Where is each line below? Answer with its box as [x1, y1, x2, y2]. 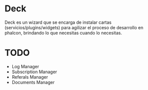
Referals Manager [11, 74, 48, 80]
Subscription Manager [11, 69, 57, 75]
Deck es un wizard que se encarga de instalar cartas [4, 19, 112, 25]
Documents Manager [11, 79, 55, 85]
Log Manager [11, 63, 39, 69]
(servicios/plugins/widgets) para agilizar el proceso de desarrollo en [4, 24, 144, 30]
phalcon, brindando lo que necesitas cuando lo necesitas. [4, 30, 122, 36]
